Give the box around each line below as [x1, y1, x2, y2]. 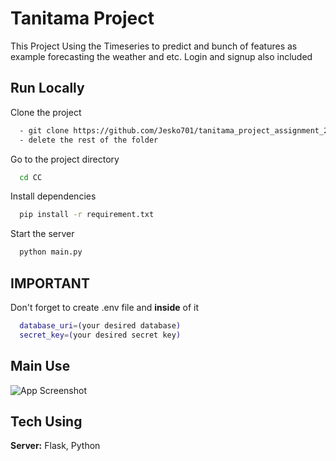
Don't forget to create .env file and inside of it [10, 301, 199, 313]
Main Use [10, 358, 71, 375]
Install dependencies [10, 190, 97, 202]
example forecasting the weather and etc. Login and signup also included [10, 50, 313, 62]
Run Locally [10, 80, 85, 97]
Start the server [10, 228, 75, 240]
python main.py [19, 247, 83, 257]
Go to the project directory [10, 153, 120, 165]
